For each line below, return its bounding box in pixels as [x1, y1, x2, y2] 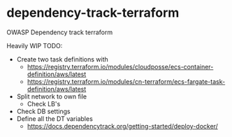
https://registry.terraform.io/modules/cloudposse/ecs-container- [27, 62, 214, 71]
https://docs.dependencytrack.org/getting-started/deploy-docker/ [27, 122, 218, 130]
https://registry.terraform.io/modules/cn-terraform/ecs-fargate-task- [27, 77, 226, 85]
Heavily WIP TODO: [6, 41, 63, 50]
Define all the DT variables [16, 114, 94, 123]
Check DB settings [16, 107, 71, 115]
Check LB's [27, 99, 61, 108]
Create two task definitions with [16, 55, 109, 64]
